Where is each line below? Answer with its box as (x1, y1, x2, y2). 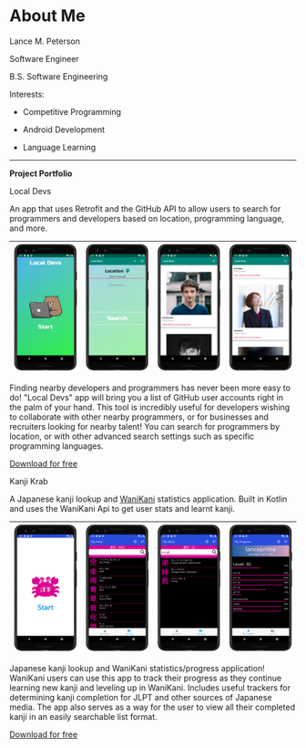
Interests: (9, 88, 46, 99)
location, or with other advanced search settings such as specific (9, 431, 255, 442)
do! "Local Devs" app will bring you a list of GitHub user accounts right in (9, 391, 284, 402)
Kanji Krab (9, 475, 48, 486)
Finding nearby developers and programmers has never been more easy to (9, 382, 291, 393)
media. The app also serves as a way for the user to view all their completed (9, 701, 296, 712)
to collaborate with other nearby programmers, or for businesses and (9, 411, 269, 422)
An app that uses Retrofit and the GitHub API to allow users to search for (9, 203, 281, 214)
